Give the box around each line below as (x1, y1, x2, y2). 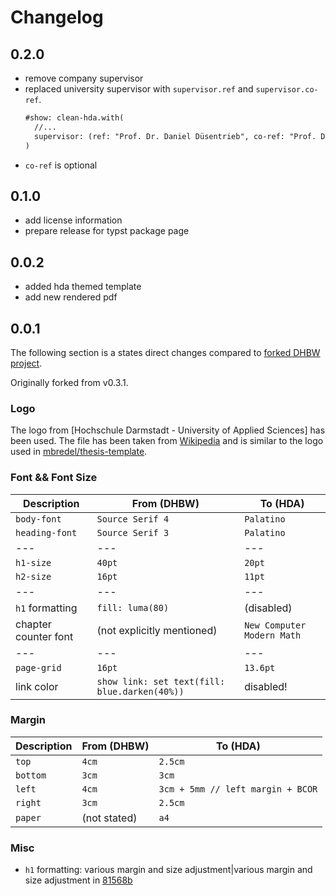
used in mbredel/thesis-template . (10, 446, 148, 458)
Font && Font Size (10, 471, 98, 485)
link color (15, 679, 59, 693)
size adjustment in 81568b (24, 874, 133, 886)
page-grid (15, 662, 62, 673)
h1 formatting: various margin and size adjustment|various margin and (24, 864, 313, 876)
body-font (15, 513, 62, 525)
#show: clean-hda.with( (24, 113, 125, 123)
